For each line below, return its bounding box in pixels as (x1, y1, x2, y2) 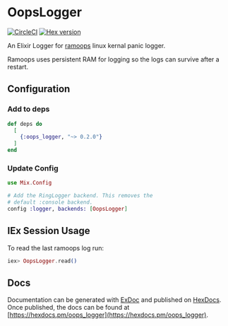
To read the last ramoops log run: (7, 243, 104, 252)
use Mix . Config (7, 180, 52, 187)
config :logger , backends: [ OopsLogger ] (7, 205, 128, 212)
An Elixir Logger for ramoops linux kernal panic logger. (7, 41, 166, 50)
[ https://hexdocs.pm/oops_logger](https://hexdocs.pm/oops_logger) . (7, 310, 208, 319)
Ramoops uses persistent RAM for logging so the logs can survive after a (7, 54, 220, 64)
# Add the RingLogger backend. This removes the (7, 192, 153, 199)
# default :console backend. (7, 199, 93, 206)
